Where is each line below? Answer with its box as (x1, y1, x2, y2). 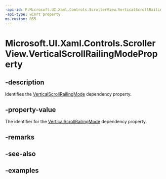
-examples (5, 166, 39, 175)
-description (5, 78, 44, 86)
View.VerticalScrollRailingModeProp (5, 48, 158, 59)
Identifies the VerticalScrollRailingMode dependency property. (5, 91, 132, 97)
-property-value (5, 106, 56, 114)
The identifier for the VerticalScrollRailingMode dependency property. (5, 119, 147, 125)
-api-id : (5, 7, 23, 12)
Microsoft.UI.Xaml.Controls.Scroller (5, 37, 156, 49)
